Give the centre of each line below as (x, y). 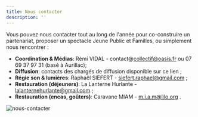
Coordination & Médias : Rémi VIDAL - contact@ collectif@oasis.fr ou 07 (103, 59)
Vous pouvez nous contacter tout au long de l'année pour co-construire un (98, 34)
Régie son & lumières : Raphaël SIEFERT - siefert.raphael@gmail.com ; (101, 78)
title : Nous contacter (34, 12)
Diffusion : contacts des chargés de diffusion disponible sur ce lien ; (98, 71)
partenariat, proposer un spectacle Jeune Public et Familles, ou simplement (99, 41)
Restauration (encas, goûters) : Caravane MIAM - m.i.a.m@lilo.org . (98, 97)
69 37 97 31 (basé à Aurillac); (51, 65)
